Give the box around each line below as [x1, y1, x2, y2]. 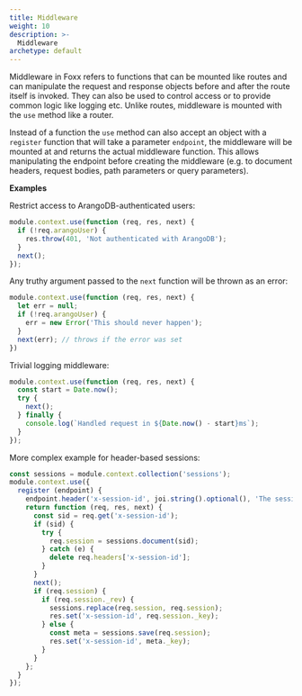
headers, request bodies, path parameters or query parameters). [9, 166, 249, 176]
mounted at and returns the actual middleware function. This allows [9, 146, 259, 158]
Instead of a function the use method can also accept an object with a [9, 127, 267, 138]
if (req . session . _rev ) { [41, 595, 135, 604]
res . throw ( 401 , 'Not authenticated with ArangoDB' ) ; [25, 234, 227, 243]
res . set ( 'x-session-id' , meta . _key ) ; [49, 637, 191, 646]
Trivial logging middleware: [9, 359, 110, 370]
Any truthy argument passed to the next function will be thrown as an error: [9, 276, 289, 286]
